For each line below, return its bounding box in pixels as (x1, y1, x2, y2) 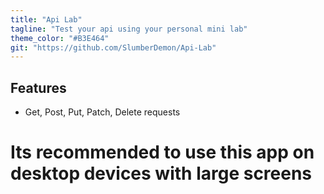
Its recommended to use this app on (10, 141, 315, 164)
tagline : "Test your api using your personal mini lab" (10, 24, 248, 34)
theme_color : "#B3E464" (10, 33, 110, 43)
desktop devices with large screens (10, 162, 313, 185)
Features (10, 79, 67, 96)
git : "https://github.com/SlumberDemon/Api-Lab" (10, 42, 217, 53)
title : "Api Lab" (10, 14, 83, 25)
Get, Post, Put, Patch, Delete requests (24, 106, 181, 118)
